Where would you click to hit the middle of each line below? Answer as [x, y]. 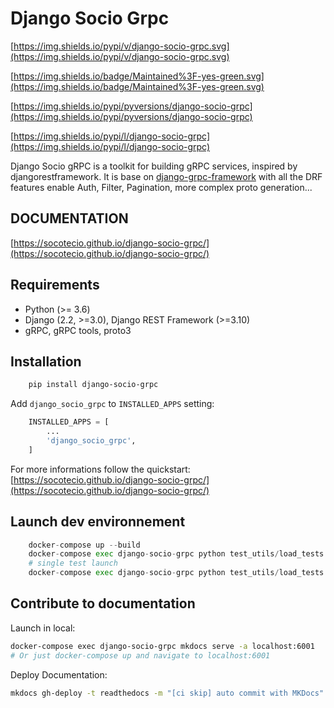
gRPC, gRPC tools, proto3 [78, 330]
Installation [46, 361]
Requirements [55, 285]
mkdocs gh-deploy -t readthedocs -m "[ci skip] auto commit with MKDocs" [167, 693]
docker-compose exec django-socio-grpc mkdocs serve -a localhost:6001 [162, 646]
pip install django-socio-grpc [93, 385]
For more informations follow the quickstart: [100, 469]
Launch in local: [43, 628]
